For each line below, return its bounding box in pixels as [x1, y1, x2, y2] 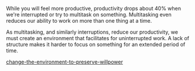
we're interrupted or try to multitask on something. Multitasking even [6, 11, 172, 18]
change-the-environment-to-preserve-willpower [6, 58, 123, 65]
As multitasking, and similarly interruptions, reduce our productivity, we [6, 29, 179, 35]
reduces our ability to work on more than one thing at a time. [6, 17, 152, 24]
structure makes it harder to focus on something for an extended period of [6, 41, 186, 48]
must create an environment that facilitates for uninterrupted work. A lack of [6, 35, 190, 41]
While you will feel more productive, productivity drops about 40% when [6, 5, 182, 12]
